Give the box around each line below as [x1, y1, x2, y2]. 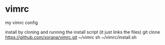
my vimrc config [5, 20, 38, 25]
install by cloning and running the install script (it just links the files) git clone [5, 29, 160, 35]
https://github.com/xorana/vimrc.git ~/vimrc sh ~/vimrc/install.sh [5, 34, 137, 40]
